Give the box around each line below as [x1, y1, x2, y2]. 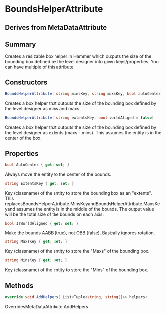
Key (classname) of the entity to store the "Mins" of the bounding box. [5, 267, 149, 273]
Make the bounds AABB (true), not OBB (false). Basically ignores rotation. [5, 230, 155, 235]
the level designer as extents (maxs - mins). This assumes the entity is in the [5, 129, 162, 135]
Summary [5, 40, 36, 48]
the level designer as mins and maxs [5, 106, 80, 112]
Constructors [5, 78, 48, 86]
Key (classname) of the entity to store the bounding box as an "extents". [5, 190, 152, 196]
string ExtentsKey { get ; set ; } [5, 181, 74, 186]
